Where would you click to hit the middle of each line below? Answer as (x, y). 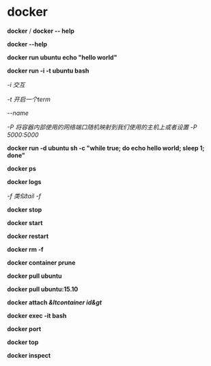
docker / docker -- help (41, 31)
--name (18, 113)
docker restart (28, 236)
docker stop (25, 209)
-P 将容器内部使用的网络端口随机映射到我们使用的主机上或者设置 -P (102, 127)
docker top (23, 342)
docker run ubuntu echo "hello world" (62, 57)
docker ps (22, 168)
